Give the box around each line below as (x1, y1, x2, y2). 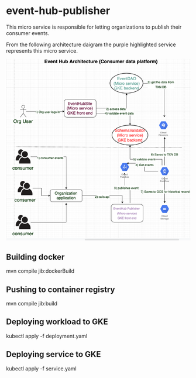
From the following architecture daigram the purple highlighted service (6, 41, 177, 48)
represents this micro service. (6, 47, 78, 54)
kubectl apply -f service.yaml (6, 365, 77, 372)
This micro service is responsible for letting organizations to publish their (6, 23, 182, 30)
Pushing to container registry (6, 284, 115, 294)
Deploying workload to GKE (6, 317, 108, 327)
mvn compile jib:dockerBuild (6, 267, 75, 274)
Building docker (6, 252, 65, 262)
